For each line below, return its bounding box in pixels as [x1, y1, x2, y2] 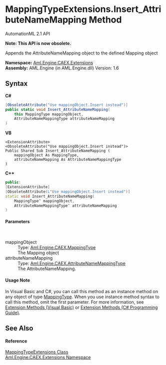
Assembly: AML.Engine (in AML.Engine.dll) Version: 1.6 [5, 65, 119, 71]
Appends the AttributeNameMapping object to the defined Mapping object [5, 50, 158, 56]
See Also [5, 324, 33, 333]
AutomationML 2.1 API [5, 30, 50, 36]
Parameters [5, 218, 30, 224]
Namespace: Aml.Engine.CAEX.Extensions [5, 59, 93, 65]
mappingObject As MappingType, [14, 153, 79, 158]
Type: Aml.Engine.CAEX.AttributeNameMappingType [17, 261, 126, 267]
